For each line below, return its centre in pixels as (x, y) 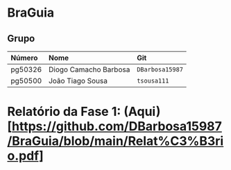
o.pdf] (25, 156)
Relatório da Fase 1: (64, 112)
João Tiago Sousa (78, 81)
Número (24, 58)
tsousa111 (153, 81)
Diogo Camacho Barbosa (89, 69)
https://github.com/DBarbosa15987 (117, 127)
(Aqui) (142, 112)
